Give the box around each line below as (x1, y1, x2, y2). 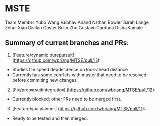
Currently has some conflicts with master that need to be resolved (12, 72, 147, 78)
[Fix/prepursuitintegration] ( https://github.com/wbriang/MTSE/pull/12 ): (12, 87, 156, 93)
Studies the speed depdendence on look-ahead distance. (12, 66, 129, 72)
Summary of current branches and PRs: (5, 39, 129, 47)
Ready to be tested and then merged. (12, 115, 88, 121)
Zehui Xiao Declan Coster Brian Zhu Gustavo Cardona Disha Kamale (5, 24, 143, 30)
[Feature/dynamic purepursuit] (12, 52, 75, 58)
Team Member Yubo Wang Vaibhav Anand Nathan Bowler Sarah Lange (5, 19, 149, 25)
